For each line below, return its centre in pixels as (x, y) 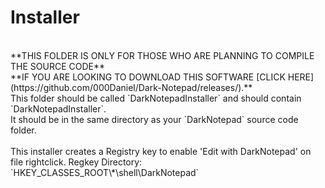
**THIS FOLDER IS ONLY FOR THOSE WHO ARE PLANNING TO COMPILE (162, 55)
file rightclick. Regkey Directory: (76, 162)
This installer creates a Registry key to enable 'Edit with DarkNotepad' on (161, 151)
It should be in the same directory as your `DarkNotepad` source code (154, 119)
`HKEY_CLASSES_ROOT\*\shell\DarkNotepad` (105, 172)
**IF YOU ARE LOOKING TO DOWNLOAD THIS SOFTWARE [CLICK (148, 77)
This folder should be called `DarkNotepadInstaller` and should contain (156, 98)
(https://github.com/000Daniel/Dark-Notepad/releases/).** (131, 87)
